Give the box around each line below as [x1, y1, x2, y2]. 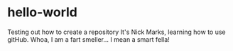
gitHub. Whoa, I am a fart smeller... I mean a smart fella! [7, 35, 170, 43]
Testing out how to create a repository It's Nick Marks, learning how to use [7, 28, 226, 36]
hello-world [7, 4, 78, 21]
